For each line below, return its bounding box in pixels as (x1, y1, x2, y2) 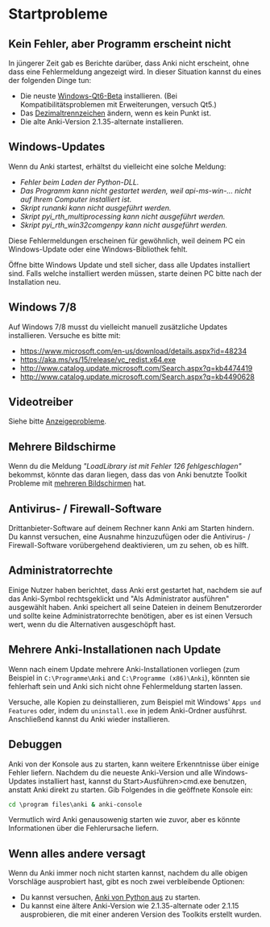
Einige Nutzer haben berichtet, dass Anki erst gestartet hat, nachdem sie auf (8, 585, 263, 595)
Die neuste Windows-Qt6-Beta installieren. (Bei (19, 91, 177, 101)
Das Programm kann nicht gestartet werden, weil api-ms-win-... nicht (19, 186, 251, 195)
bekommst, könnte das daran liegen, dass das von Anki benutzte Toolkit (8, 470, 247, 480)
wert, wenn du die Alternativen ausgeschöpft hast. (8, 619, 176, 629)
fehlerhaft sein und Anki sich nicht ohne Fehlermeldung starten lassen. (8, 681, 243, 691)
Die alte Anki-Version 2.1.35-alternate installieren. (19, 117, 184, 126)
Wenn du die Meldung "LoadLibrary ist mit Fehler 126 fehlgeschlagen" (8, 461, 242, 471)
